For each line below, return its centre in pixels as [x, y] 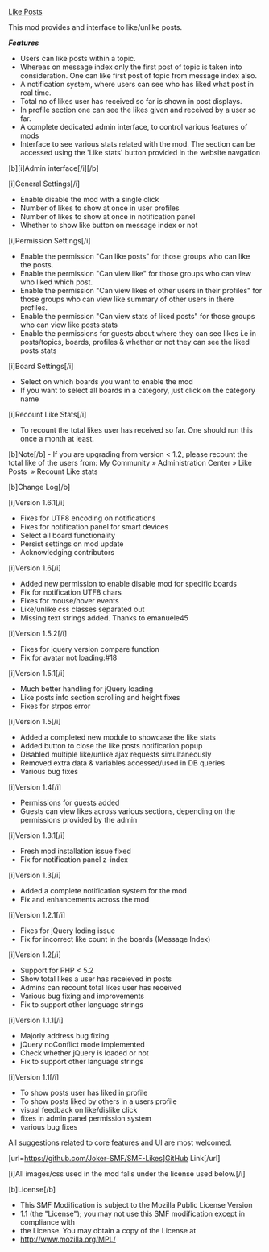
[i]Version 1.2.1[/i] [37, 915]
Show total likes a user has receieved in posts [95, 979]
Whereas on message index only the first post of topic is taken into [131, 67]
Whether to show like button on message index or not [109, 225]
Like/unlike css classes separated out [82, 609]
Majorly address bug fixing [64, 1036]
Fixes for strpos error [55, 706]
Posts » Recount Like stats [53, 471]
